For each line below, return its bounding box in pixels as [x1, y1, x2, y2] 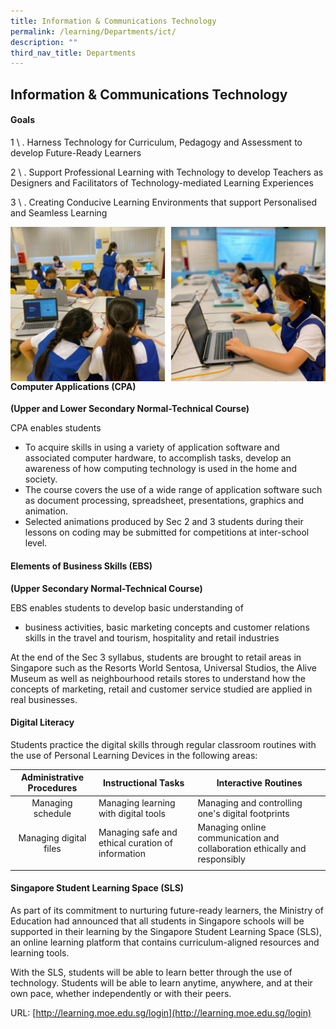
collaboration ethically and [197, 842, 307, 854]
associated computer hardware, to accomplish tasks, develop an [24, 452, 292, 464]
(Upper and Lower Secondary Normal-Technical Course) [10, 403, 250, 415]
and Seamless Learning [10, 206, 108, 219]
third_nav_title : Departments [10, 48, 137, 58]
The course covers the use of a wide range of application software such [24, 484, 323, 496]
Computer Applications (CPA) [10, 380, 137, 392]
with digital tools [98, 807, 166, 819]
